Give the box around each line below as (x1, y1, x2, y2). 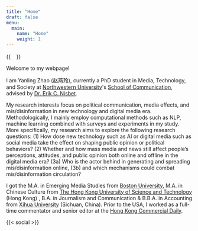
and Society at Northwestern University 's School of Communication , (6, 84, 173, 91)
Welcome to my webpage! (6, 65, 70, 72)
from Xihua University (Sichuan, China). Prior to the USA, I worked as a (6, 201, 178, 208)
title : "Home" (6, 8, 41, 15)
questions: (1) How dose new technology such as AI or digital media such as (6, 133, 192, 140)
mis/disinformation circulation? (6, 170, 82, 178)
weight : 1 (17, 36, 41, 42)
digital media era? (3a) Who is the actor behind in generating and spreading (6, 158, 190, 165)
